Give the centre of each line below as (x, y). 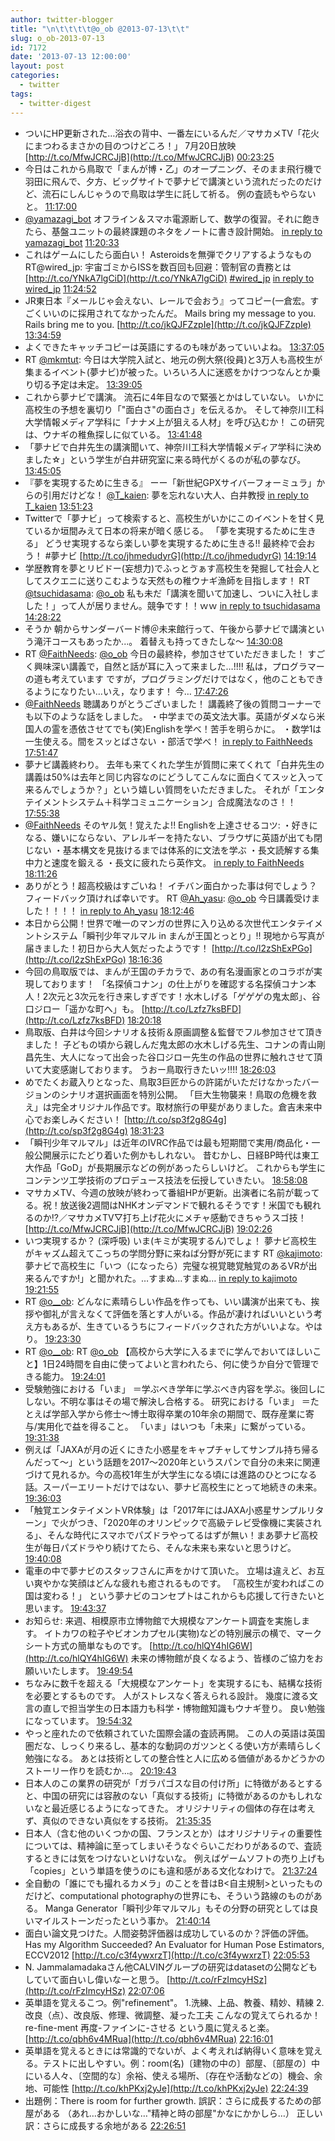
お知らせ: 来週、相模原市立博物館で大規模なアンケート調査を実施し (163, 1620)
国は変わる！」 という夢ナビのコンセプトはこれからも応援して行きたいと (175, 1595)
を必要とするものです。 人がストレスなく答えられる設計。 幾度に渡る (167, 1695)
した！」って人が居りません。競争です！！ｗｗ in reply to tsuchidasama (172, 605)
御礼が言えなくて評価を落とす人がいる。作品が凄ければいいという (178, 1313)
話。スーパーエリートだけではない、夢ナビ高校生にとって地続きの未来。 (173, 1487)
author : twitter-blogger (62, 19)
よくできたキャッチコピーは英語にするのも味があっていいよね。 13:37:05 (174, 347)
